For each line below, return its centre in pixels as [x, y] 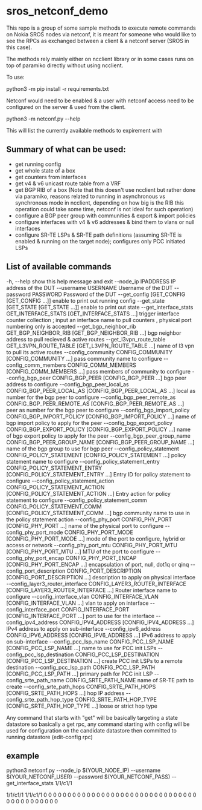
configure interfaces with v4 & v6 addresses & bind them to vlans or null [105, 222]
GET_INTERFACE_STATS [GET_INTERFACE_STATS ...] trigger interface [93, 314]
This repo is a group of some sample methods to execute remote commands [101, 28]
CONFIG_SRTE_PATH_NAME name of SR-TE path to [130, 680]
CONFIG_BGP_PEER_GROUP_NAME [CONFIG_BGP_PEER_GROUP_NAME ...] [100, 442]
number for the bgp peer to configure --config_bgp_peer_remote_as [91, 397]
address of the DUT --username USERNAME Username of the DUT [90, 288]
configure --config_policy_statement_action [60, 481]
